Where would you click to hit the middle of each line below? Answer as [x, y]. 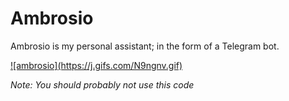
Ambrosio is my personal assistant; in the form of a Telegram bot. [145, 46]
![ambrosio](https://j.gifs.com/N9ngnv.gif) [96, 65]
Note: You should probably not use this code [102, 84]
